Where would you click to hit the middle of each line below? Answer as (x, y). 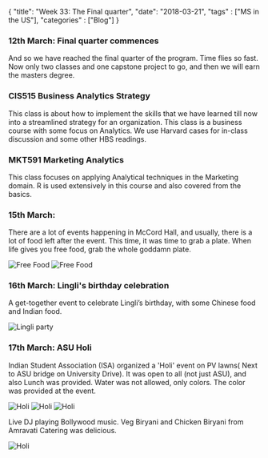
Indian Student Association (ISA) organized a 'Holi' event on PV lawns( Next (133, 365)
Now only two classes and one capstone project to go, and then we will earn (134, 66)
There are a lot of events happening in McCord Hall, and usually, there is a (130, 232)
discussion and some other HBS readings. (77, 139)
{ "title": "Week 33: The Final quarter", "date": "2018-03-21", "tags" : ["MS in (134, 12)
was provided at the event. (52, 391)
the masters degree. (42, 75)
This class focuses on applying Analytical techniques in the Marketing (123, 177)
